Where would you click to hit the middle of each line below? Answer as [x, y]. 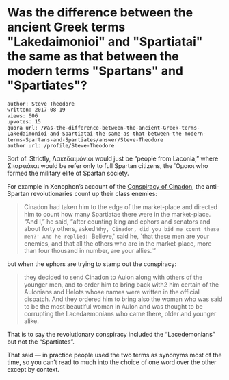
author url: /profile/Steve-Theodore [61, 145]
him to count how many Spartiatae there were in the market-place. [117, 214]
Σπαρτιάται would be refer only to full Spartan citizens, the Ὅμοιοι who [108, 165]
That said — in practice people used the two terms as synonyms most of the [114, 355]
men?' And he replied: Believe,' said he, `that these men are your [117, 236]
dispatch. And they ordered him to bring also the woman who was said [123, 299]
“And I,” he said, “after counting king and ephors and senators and [117, 222]
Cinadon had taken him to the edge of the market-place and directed [120, 206]
